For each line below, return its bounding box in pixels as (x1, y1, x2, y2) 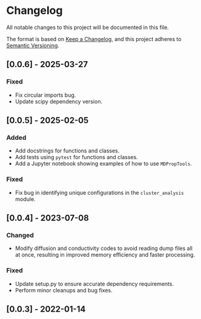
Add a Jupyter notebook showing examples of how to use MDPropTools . (15, 160, 193, 167)
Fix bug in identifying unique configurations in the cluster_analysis (15, 189, 184, 196)
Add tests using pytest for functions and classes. (15, 154, 138, 161)
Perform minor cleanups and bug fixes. (15, 286, 113, 294)
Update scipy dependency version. (15, 97, 103, 105)
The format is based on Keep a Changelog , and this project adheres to (6, 35, 182, 42)
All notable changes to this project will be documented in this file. (6, 24, 170, 31)
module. (15, 195, 36, 203)
